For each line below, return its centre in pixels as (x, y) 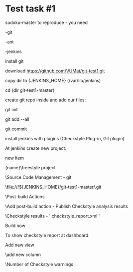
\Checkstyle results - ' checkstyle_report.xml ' (53, 216)
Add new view (20, 245)
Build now (15, 226)
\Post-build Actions (25, 196)
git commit (16, 129)
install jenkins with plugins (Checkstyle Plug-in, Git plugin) (65, 138)
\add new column (23, 255)
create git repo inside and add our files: (46, 100)
